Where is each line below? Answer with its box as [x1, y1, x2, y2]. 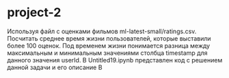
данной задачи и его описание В [7, 63, 103, 71]
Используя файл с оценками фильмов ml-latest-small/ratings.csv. [7, 27, 197, 35]
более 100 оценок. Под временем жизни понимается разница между [7, 41, 211, 50]
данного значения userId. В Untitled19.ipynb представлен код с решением [7, 56, 223, 64]
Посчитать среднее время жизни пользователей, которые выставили [7, 34, 211, 42]
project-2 [7, 5, 62, 20]
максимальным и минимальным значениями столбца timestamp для [7, 49, 208, 57]
